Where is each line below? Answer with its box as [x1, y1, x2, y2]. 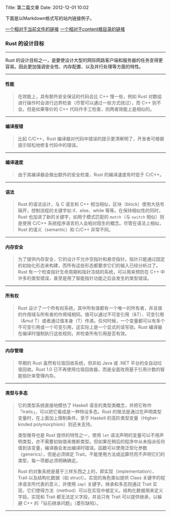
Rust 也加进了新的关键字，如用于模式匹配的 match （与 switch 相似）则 [17, 214, 164, 220]
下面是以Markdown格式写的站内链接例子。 [5, 15, 95, 21]
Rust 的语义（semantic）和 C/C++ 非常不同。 [17, 227, 113, 233]
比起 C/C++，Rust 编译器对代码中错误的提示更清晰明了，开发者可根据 [17, 135, 164, 141]
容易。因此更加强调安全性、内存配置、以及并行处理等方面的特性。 [5, 64, 144, 70]
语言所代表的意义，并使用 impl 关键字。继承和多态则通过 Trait [22, 481, 152, 487]
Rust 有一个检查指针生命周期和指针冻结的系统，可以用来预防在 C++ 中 [17, 269, 165, 275]
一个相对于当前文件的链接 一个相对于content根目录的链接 [5, 26, 126, 32]
